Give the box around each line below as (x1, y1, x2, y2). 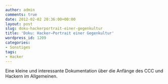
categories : (5, 40, 30, 45)
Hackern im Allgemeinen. (5, 73, 58, 79)
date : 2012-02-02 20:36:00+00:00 (5, 17, 76, 22)
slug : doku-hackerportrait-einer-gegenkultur (5, 26, 103, 31)
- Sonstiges (5, 45, 30, 50)
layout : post (5, 21, 33, 27)
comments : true (5, 12, 37, 17)
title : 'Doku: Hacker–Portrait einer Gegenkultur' (5, 31, 114, 36)
